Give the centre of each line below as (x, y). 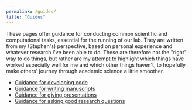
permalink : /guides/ (31, 11)
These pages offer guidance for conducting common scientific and (87, 33)
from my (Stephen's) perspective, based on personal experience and (89, 46)
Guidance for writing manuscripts (55, 88)
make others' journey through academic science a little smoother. (85, 71)
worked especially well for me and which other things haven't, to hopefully (96, 64)
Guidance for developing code (51, 82)
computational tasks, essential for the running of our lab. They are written (95, 40)
